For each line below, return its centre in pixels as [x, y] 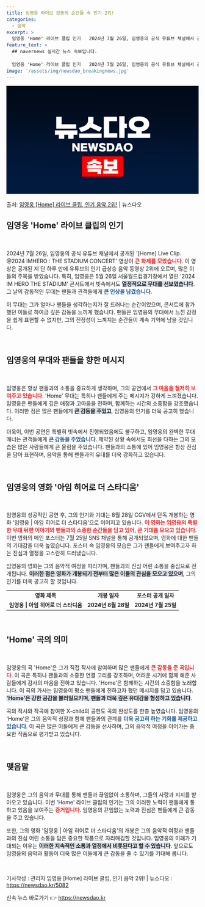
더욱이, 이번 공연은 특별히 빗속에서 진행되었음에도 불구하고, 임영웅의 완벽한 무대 [101, 431]
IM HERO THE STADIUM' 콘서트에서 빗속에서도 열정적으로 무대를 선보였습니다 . [101, 283]
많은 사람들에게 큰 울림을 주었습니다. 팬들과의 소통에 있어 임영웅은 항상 [101, 446]
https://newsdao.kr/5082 [38, 885]
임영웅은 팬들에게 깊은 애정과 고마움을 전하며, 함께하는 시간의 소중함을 [89, 403]
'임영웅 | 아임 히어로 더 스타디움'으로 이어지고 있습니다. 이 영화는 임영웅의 [99, 523]
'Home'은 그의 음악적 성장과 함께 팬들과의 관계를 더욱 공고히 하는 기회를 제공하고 [102, 718]
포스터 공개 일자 [155, 596]
